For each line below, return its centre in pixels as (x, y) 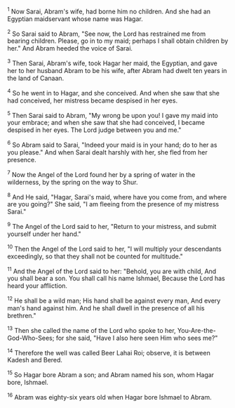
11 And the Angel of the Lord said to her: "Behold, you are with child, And (112, 270)
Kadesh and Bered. (35, 360)
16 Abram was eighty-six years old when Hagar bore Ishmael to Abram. (109, 396)
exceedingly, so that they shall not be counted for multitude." (95, 256)
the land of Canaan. (36, 78)
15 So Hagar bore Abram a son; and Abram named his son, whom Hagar (111, 374)
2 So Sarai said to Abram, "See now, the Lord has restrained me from (106, 33)
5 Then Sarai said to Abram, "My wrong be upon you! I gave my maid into (113, 114)
